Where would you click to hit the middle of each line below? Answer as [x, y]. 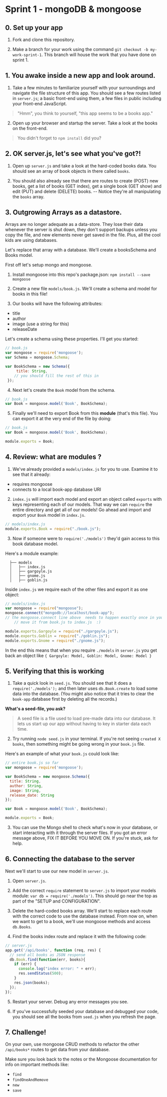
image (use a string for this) [41, 324]
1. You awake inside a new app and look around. [80, 76]
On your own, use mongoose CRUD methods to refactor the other [72, 1044]
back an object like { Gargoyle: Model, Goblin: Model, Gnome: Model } [79, 655]
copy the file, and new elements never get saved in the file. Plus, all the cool [83, 235]
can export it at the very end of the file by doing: [62, 419]
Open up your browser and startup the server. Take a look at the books [85, 123]
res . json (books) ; [32, 983]
